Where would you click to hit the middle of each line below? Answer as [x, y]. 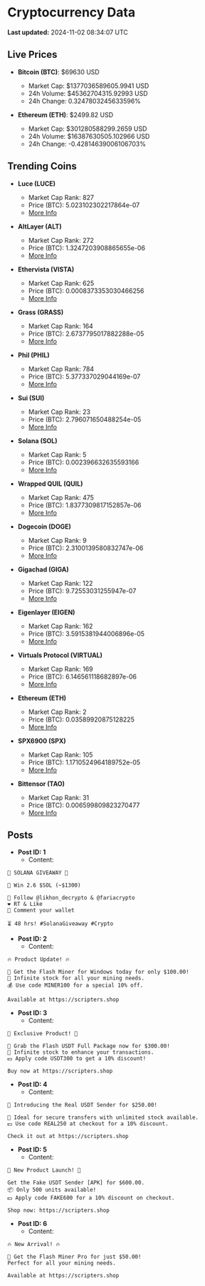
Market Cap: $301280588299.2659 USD [88, 129]
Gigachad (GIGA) [43, 569]
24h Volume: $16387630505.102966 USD [89, 136]
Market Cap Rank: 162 [61, 626]
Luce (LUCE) [36, 184]
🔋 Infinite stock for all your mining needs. [76, 978]
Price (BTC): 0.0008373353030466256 [86, 291]
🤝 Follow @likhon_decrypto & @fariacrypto [71, 898]
